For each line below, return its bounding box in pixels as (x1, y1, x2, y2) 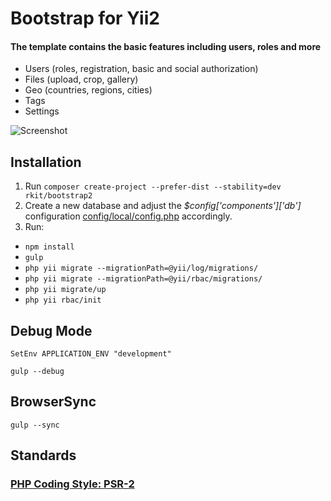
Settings (24, 105, 60, 117)
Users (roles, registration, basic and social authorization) (24, 63, 259, 75)
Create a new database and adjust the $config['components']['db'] (24, 200, 302, 212)
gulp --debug (10, 367, 65, 377)
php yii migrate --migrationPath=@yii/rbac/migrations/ (24, 274, 263, 284)
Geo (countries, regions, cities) (24, 84, 153, 96)
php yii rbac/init (24, 295, 102, 306)
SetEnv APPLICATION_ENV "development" (10, 349, 172, 359)
